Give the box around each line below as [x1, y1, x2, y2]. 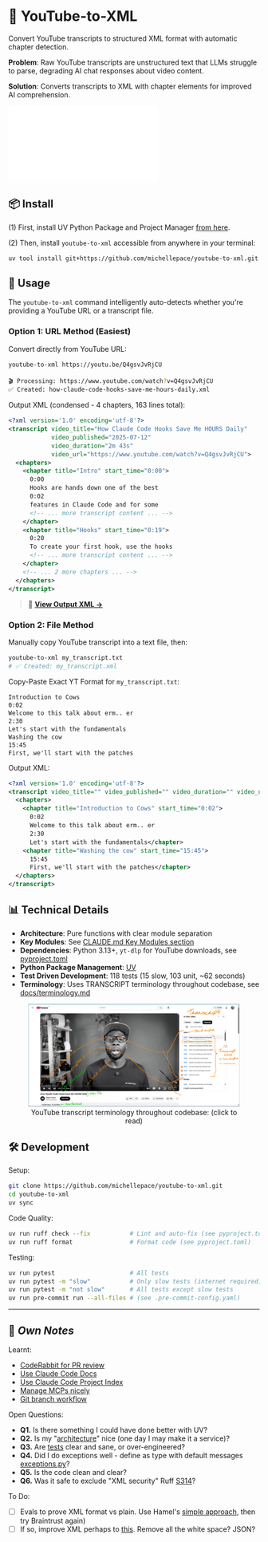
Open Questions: [8, 1410, 64, 1419]
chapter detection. [8, 41, 69, 51]
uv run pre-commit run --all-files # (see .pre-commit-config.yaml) [8, 1294, 241, 1303]
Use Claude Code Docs [19, 1368, 97, 1378]
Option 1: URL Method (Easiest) [8, 326, 132, 337]
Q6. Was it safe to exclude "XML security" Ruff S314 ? [19, 1476, 196, 1485]
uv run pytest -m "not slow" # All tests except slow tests [8, 1286, 234, 1294]
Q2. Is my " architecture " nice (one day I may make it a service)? [19, 1434, 230, 1443]
